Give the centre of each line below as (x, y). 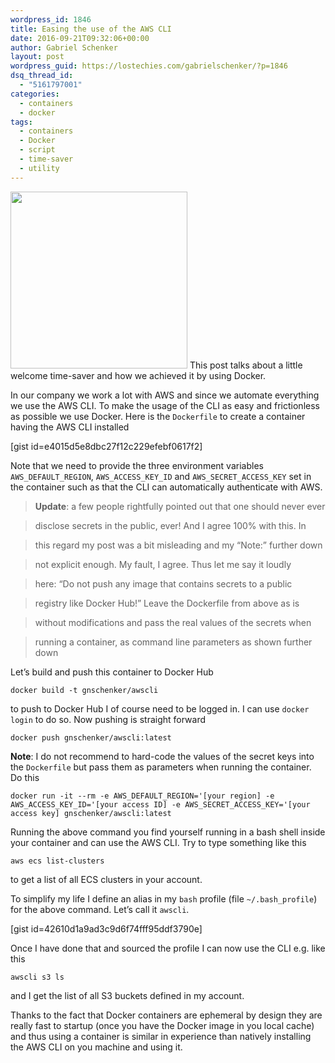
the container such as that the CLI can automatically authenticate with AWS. (166, 487)
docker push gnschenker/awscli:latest (91, 737)
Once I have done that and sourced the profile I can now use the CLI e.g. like (168, 948)
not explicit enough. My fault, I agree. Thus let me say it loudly (163, 564)
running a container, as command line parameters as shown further (173, 642)
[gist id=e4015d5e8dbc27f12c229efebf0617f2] (106, 446)
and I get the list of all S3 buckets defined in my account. (127, 995)
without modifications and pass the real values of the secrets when (173, 622)
